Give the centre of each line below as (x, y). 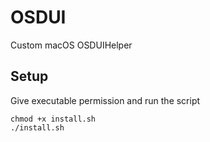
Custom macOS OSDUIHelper (71, 45)
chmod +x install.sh (53, 119)
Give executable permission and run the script (105, 100)
